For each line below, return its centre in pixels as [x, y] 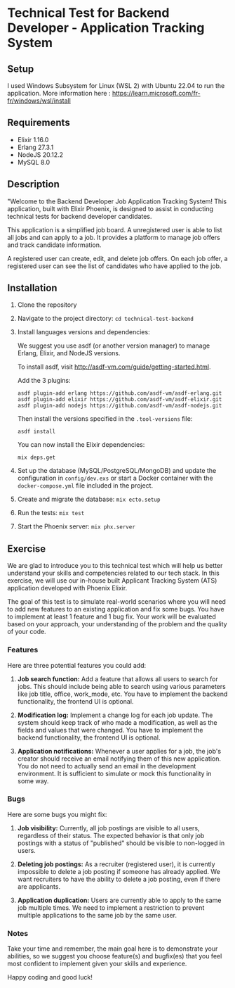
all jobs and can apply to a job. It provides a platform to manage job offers [114, 237]
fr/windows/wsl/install [39, 101]
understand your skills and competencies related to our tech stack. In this [113, 573]
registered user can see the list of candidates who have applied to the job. [114, 266]
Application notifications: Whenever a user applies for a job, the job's [119, 751]
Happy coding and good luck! [50, 977]
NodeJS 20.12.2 [40, 154]
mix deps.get [36, 458]
